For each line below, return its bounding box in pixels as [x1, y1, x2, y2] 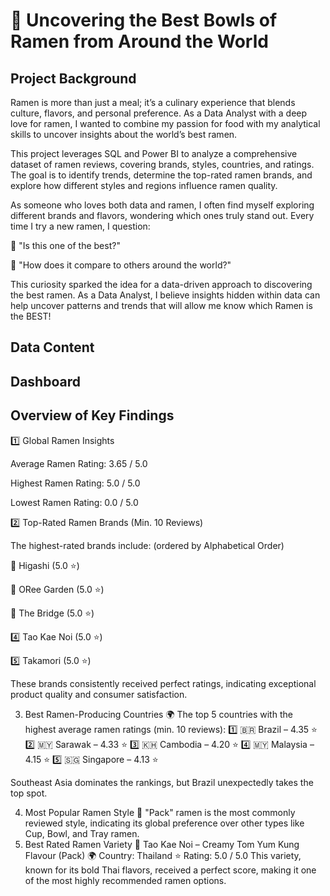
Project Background [10, 70, 137, 87]
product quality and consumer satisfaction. [10, 688, 188, 700]
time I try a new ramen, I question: [10, 220, 151, 232]
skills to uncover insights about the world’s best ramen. [10, 129, 238, 140]
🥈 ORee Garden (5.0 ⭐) [10, 583, 105, 595]
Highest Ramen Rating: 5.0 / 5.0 [10, 477, 141, 489]
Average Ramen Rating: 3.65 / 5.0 [10, 457, 148, 469]
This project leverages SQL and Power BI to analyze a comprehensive [10, 148, 298, 159]
